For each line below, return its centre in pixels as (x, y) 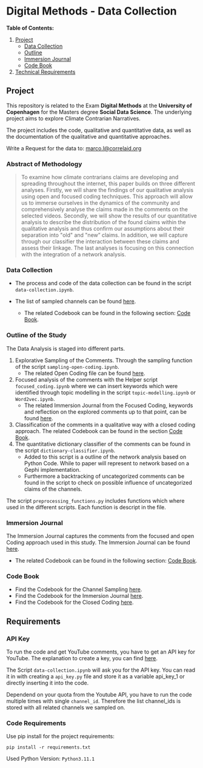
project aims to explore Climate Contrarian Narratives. (74, 118)
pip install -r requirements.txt (48, 747)
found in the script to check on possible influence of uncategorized (108, 482)
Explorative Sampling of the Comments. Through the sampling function (104, 360)
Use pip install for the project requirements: (61, 737)
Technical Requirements (45, 71)
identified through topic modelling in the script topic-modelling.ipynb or (105, 392)
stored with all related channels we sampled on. (66, 707)
